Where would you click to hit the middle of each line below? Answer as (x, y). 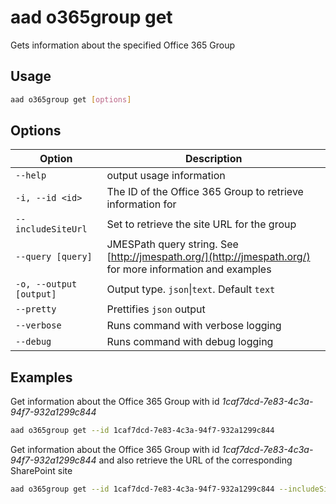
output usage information (166, 176)
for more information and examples (189, 269)
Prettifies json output (156, 309)
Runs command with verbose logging (194, 326)
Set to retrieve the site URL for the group (201, 224)
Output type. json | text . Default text (191, 289)
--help (31, 175)
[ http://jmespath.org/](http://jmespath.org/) (208, 257)
